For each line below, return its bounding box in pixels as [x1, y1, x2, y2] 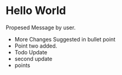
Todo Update [14, 48, 48, 55]
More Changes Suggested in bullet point [14, 35, 116, 43]
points [14, 62, 31, 69]
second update [14, 55, 53, 62]
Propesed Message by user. [5, 24, 76, 31]
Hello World [5, 4, 66, 18]
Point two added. [14, 42, 58, 49]
